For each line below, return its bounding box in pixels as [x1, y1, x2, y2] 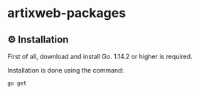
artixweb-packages [7, 5, 127, 21]
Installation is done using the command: [7, 66, 124, 74]
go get [7, 80, 27, 87]
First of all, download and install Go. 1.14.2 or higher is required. [7, 52, 193, 61]
